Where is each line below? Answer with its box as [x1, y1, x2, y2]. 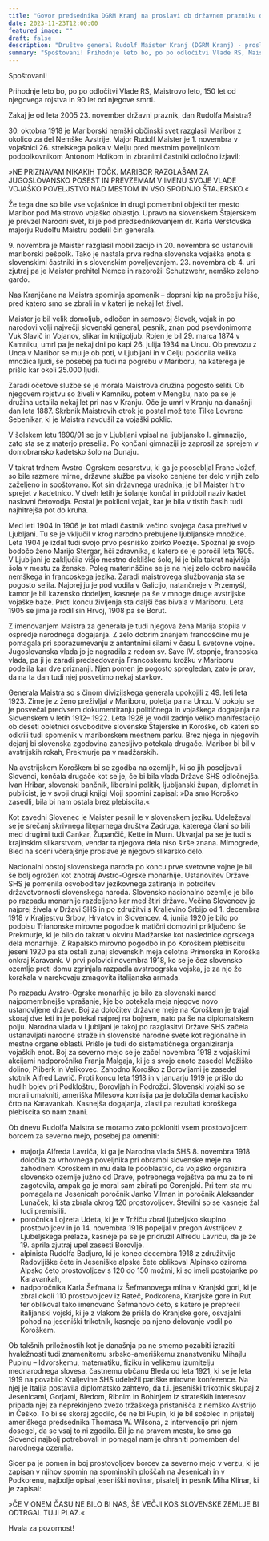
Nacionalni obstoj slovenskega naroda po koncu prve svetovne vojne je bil [8, 862, 253, 871]
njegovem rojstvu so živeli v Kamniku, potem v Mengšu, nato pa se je [8, 389, 237, 399]
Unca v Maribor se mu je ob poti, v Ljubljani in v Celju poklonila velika [8, 348, 237, 357]
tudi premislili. [19, 1206, 66, 1215]
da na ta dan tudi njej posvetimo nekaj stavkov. [8, 672, 163, 681]
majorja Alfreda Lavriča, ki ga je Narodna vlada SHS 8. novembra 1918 [19, 1146, 251, 1156]
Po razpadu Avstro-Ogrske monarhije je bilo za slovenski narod [8, 988, 216, 997]
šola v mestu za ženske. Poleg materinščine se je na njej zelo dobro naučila [8, 564, 257, 572]
